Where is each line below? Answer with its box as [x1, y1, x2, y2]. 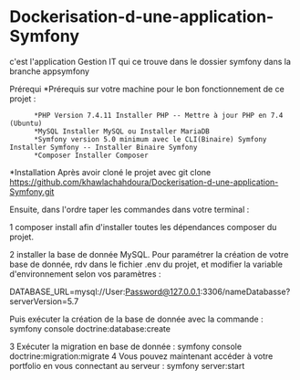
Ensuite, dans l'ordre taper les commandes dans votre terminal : [9, 204, 250, 215]
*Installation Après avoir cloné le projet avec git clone [9, 166, 212, 177]
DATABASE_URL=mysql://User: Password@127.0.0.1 [9, 286, 201, 297]
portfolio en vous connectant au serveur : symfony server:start [9, 360, 245, 371]
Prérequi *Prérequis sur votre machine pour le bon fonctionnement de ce [9, 83, 284, 94]
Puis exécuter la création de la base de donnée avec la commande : [9, 313, 264, 324]
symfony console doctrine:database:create [9, 322, 171, 334]
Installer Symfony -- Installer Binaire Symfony [9, 142, 198, 152]
